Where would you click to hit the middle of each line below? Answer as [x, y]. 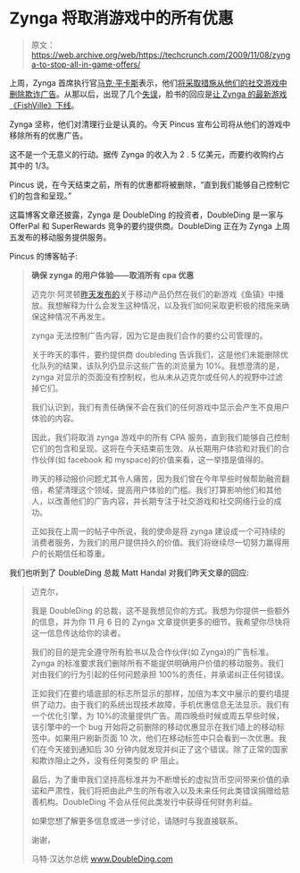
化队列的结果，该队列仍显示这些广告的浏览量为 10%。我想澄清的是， [158, 365]
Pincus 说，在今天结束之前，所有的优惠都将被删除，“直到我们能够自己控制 [146, 184]
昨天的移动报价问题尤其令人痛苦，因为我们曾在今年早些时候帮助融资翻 [160, 479]
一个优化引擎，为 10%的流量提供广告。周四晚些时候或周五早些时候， [158, 716]
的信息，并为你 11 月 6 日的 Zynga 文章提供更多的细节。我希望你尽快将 [160, 622]
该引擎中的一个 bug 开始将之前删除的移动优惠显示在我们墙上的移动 [154, 726]
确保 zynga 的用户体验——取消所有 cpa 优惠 [112, 275]
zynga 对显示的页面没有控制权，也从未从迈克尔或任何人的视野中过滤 [157, 377]
